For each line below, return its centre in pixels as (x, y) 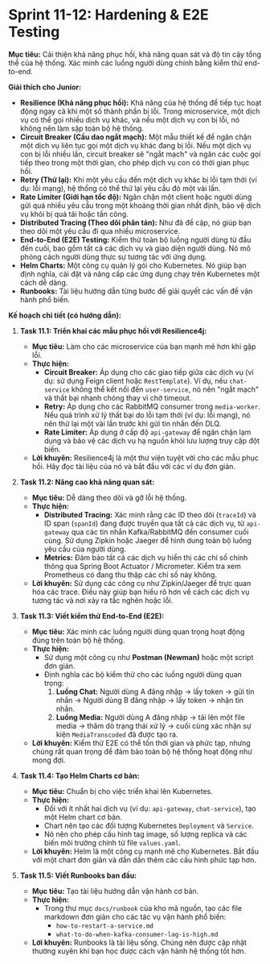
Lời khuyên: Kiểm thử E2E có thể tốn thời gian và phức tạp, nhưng (141, 742)
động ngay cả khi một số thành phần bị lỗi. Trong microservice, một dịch (140, 111)
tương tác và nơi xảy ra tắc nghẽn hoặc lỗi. (102, 600)
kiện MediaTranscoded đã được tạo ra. (117, 734)
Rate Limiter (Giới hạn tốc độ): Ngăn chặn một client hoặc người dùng (136, 197)
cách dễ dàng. (44, 282)
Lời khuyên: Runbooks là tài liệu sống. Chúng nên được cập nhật (139, 942)
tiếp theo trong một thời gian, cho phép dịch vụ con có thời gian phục (135, 162)
